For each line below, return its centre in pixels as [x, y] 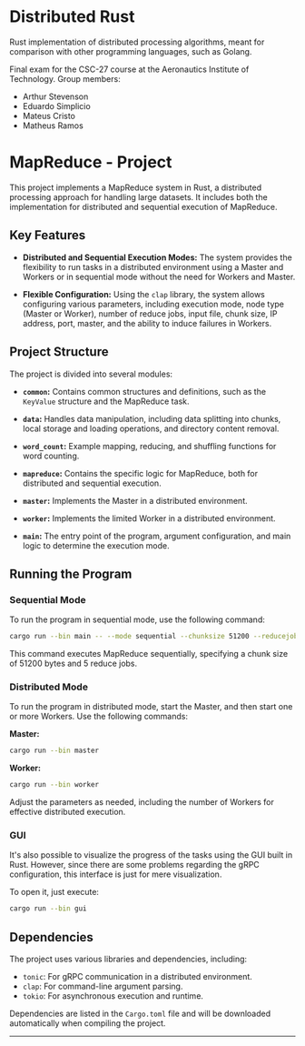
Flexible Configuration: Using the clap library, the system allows [144, 294]
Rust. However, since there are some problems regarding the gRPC [135, 865]
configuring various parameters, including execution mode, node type [153, 304]
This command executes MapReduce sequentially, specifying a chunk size [149, 654]
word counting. [51, 456]
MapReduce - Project [91, 162]
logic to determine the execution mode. [96, 545]
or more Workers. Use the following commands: [99, 717]
